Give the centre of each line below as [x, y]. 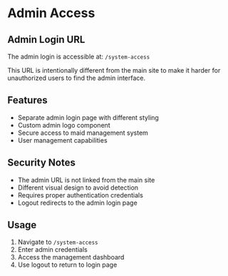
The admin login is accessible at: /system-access [79, 56]
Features [27, 100]
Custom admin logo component [64, 125]
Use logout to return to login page [67, 265]
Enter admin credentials [52, 250]
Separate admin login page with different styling [88, 117]
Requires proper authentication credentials [81, 195]
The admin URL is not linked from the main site [86, 180]
